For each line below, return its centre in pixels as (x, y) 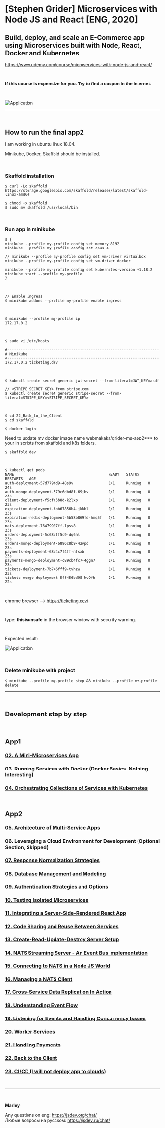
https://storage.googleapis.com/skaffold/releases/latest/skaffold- (77, 191)
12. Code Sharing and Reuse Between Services (62, 926)
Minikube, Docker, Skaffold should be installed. (53, 154)
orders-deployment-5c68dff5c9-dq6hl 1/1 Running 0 (78, 535)
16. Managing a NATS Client (39, 979)
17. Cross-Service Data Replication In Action (58, 992)
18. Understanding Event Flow (41, 1005)
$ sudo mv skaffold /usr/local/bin (41, 208)
